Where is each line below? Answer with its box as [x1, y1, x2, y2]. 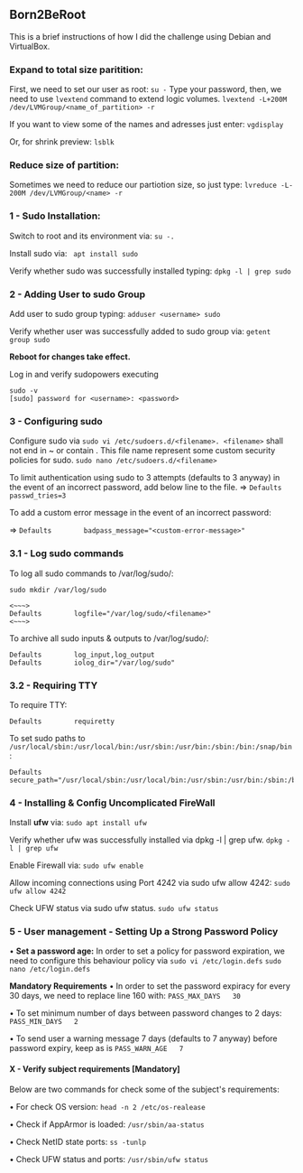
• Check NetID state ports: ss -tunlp [9, 1136, 147, 1147]
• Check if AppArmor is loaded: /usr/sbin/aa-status [9, 1119, 205, 1130]
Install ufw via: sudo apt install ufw [9, 817, 147, 828]
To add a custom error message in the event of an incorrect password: [9, 507, 272, 518]
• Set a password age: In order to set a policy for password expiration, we [9, 945, 286, 956]
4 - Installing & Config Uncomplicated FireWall [9, 796, 216, 809]
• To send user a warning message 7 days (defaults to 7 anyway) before [9, 1033, 278, 1044]
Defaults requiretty [9, 717, 115, 726]
